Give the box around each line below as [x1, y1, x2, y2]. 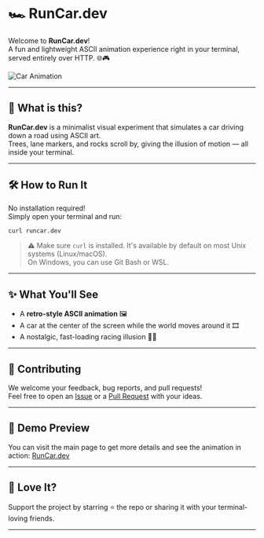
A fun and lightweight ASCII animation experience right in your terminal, [8, 44, 240, 53]
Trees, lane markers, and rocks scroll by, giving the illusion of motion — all [8, 139, 249, 148]
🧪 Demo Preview [8, 422, 90, 435]
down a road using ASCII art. [8, 130, 101, 140]
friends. [29, 514, 55, 523]
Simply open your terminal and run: [8, 211, 122, 221]
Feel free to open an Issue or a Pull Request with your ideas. [8, 392, 203, 401]
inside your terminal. [8, 147, 75, 156]
